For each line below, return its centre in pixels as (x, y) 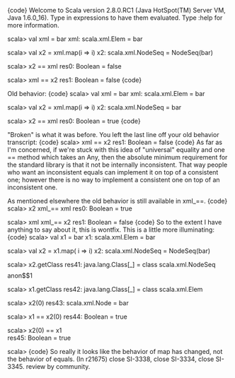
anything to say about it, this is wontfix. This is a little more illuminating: (111, 230)
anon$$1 (20, 276)
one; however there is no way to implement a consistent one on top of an (114, 180)
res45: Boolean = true (39, 338)
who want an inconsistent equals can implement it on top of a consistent (113, 172)
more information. (33, 25)
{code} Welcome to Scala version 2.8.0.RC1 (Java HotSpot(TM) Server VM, (117, 10)
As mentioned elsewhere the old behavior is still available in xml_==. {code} (117, 201)
